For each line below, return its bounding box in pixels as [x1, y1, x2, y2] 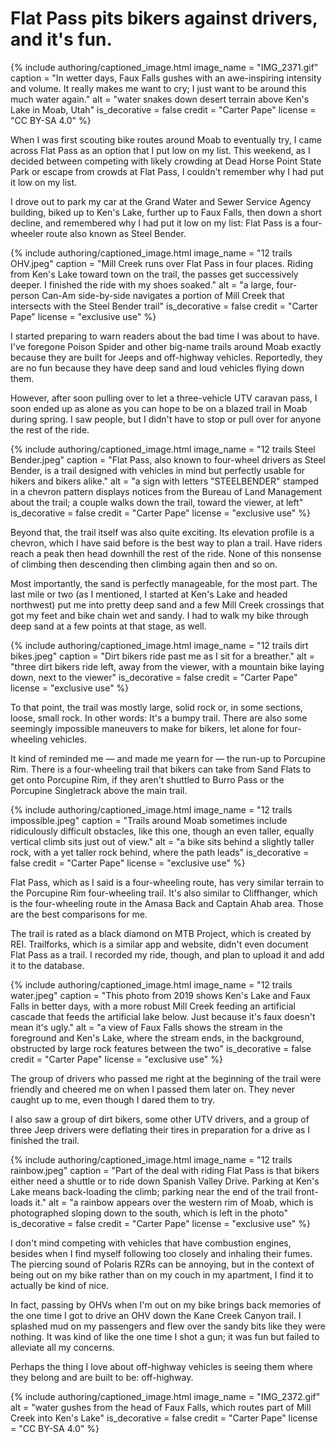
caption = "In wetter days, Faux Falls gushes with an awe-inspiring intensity [10, 72, 322, 84]
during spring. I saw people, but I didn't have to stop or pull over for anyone [10, 413, 322, 425]
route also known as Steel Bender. [45, 227, 187, 239]
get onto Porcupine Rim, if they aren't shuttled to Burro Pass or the [10, 773, 285, 786]
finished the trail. [10, 1134, 80, 1146]
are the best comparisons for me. [10, 908, 148, 920]
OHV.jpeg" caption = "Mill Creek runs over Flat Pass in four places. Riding [10, 257, 314, 269]
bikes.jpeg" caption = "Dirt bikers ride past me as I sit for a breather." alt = [10, 650, 315, 662]
